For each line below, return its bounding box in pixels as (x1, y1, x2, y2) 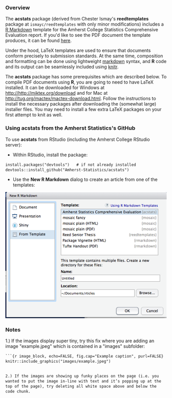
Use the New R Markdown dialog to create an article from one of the (12, 176, 158, 182)
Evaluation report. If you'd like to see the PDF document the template (5, 32, 151, 38)
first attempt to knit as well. (5, 112, 63, 118)
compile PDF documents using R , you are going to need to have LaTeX (5, 79, 154, 86)
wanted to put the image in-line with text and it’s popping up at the (5, 379, 161, 384)
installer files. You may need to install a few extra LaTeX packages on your (5, 107, 162, 113)
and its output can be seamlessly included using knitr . (5, 64, 119, 70)
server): (5, 141, 22, 148)
